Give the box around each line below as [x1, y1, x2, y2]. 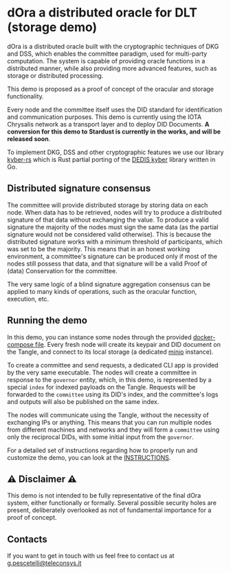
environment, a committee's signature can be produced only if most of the [7, 252, 218, 260]
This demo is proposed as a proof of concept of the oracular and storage [7, 85, 214, 93]
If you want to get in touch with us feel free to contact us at [7, 552, 175, 560]
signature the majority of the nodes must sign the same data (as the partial [7, 222, 219, 231]
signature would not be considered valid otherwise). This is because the [7, 230, 212, 238]
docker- [192, 332, 216, 341]
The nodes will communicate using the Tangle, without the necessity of [7, 411, 210, 419]
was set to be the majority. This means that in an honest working [7, 244, 190, 253]
